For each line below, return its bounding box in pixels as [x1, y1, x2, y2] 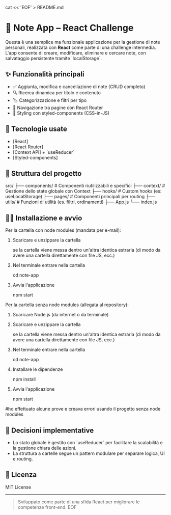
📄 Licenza [5, 471, 37, 479]
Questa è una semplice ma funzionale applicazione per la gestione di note [5, 39, 160, 45]
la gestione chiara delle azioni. [12, 445, 77, 451]
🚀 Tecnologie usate [5, 125, 67, 133]
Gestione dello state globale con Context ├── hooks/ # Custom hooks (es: [5, 188, 162, 194]
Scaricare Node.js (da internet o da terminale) [12, 312, 109, 318]
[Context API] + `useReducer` [12, 149, 75, 155]
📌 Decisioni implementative [5, 426, 94, 435]
